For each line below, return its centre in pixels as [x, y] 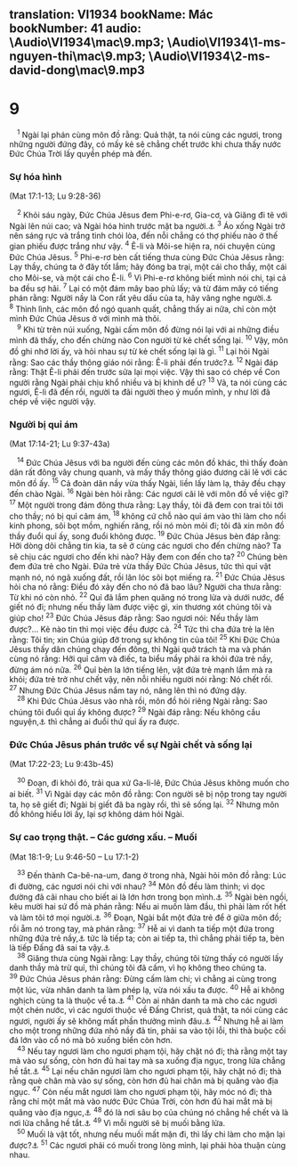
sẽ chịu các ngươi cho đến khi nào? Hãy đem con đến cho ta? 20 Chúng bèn [149, 556]
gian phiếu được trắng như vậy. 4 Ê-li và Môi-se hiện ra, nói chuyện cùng [142, 246]
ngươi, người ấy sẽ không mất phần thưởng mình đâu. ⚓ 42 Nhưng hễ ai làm [146, 1021]
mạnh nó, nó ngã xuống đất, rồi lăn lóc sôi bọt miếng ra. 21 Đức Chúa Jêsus [147, 576]
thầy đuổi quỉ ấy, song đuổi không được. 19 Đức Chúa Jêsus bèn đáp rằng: [145, 535]
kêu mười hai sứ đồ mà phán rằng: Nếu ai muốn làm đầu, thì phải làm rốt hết [148, 907]
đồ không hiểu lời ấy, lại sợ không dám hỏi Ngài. [97, 814]
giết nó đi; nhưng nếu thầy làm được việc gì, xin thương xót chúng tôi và [141, 607]
